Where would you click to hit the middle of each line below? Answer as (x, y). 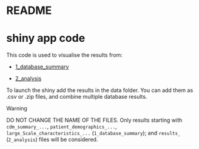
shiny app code (46, 38)
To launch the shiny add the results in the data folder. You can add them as (100, 90)
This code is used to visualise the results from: (65, 55)
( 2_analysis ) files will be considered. (52, 139)
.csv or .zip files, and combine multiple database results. (77, 97)
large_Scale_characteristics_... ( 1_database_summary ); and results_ (93, 133)
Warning (17, 108)
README (29, 11)
